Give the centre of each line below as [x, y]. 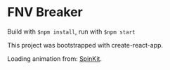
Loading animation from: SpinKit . [54, 58]
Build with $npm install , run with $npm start [71, 31]
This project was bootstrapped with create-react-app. [85, 45]
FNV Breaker [45, 12]
